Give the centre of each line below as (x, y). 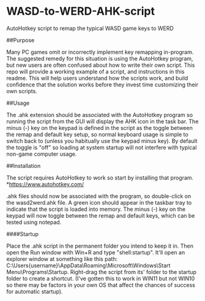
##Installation (24, 166)
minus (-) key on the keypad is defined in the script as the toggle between (99, 128)
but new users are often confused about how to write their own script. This (101, 65)
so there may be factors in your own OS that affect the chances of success (101, 285)
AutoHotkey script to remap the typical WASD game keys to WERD (90, 28)
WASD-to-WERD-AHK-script (80, 11)
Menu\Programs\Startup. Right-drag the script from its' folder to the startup (102, 272)
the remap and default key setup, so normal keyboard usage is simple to (97, 134)
